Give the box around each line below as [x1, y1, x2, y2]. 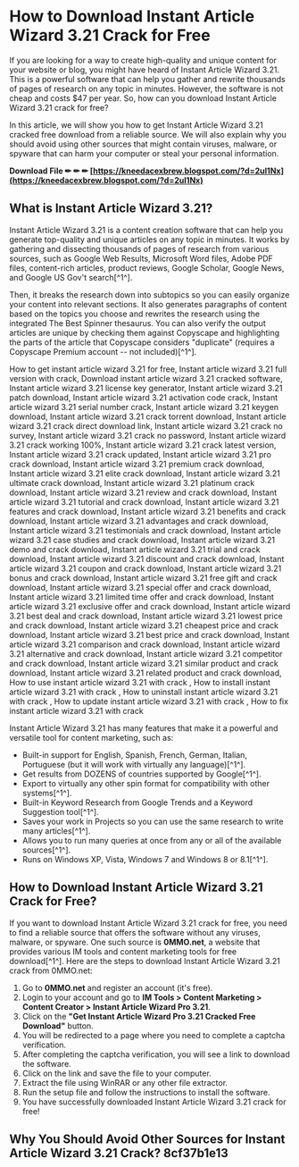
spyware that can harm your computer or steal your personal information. [9, 147, 279, 158]
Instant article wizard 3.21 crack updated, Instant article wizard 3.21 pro [9, 449, 272, 459]
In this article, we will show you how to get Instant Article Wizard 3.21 [9, 119, 263, 130]
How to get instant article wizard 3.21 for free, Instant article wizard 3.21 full [9, 364, 287, 374]
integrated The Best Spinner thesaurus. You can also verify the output [9, 317, 266, 328]
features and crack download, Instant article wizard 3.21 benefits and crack [9, 506, 287, 516]
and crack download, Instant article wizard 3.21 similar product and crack [9, 658, 278, 668]
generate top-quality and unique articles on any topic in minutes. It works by [9, 234, 290, 245]
